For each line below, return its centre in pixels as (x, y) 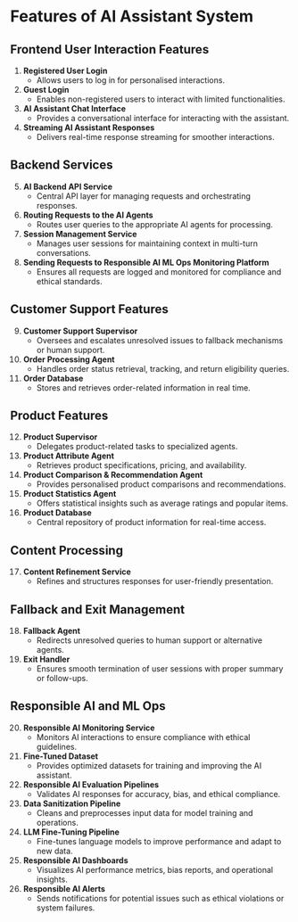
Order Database (53, 378)
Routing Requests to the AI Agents (88, 215)
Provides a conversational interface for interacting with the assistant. (163, 118)
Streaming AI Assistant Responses (89, 128)
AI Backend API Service (68, 186)
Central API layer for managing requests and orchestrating (143, 196)
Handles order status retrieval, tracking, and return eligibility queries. (163, 368)
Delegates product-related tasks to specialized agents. (137, 447)
